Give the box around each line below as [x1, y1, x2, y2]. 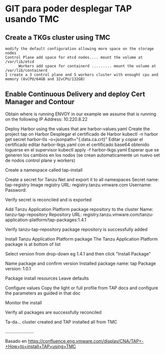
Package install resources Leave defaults [5, 275, 89, 281]
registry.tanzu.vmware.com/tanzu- [83, 211, 154, 217]
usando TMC [5, 13, 59, 25]
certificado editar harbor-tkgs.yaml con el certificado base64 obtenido [5, 142, 150, 148]
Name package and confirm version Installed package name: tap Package [5, 260, 156, 266]
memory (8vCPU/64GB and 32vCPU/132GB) [5, 77, 85, 82]
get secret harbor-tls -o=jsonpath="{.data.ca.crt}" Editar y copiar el [5, 136, 143, 142]
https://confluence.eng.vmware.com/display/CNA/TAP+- [28, 338, 144, 344]
